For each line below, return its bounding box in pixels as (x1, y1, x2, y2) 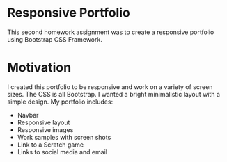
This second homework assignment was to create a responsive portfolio (7, 28, 214, 36)
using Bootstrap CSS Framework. (7, 35, 102, 43)
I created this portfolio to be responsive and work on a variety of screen (7, 82, 213, 91)
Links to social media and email (17, 147, 108, 156)
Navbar (17, 111, 39, 119)
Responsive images (17, 125, 74, 133)
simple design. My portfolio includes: (7, 97, 113, 106)
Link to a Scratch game (17, 140, 84, 149)
